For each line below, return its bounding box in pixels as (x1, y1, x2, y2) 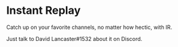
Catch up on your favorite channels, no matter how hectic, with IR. (6, 23, 173, 31)
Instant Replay (6, 4, 81, 17)
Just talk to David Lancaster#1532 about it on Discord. (6, 35, 143, 42)
